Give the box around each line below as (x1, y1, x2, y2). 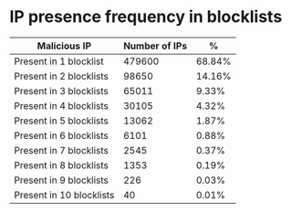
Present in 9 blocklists (14, 174, 109, 186)
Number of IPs (122, 39, 188, 52)
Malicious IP (36, 39, 92, 52)
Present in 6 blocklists (14, 129, 109, 142)
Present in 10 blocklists (14, 188, 115, 201)
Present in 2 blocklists (14, 69, 109, 82)
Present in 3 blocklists (14, 84, 109, 97)
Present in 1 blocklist (14, 55, 104, 68)
